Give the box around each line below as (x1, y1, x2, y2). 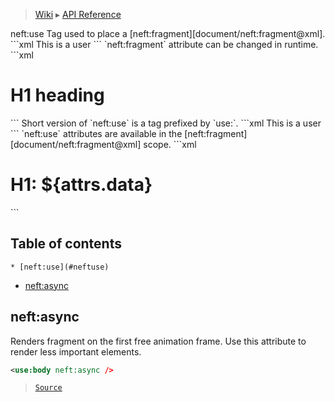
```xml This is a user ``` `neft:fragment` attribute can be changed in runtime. (10, 39, 319, 50)
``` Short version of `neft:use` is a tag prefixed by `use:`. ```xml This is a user (10, 117, 322, 129)
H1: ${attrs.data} (10, 174, 153, 196)
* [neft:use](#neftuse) (10, 262, 110, 272)
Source (34, 383, 63, 393)
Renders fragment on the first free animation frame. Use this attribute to (10, 335, 307, 347)
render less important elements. (10, 345, 142, 358)
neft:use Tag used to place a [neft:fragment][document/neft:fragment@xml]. (10, 28, 326, 39)
